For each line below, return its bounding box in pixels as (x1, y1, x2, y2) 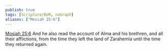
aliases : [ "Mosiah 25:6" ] (5, 17, 60, 22)
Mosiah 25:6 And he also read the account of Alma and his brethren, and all (5, 31, 163, 37)
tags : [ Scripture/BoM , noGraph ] (5, 12, 74, 17)
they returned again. (5, 41, 48, 47)
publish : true (5, 7, 36, 13)
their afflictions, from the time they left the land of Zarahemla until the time (5, 36, 161, 42)
